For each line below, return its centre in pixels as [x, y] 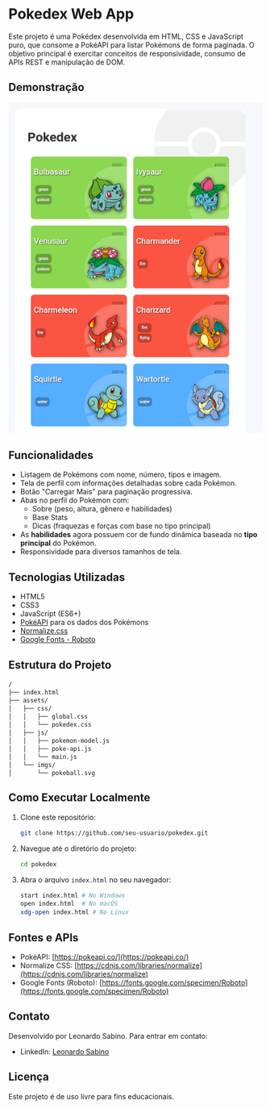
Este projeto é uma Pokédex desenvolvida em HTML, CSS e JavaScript [126, 36]
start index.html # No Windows [73, 895]
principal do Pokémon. [58, 543]
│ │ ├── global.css [48, 716]
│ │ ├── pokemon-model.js [59, 740]
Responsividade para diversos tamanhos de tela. [101, 552]
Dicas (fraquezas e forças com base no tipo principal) [121, 526]
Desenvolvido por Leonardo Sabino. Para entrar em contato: [108, 1036]
